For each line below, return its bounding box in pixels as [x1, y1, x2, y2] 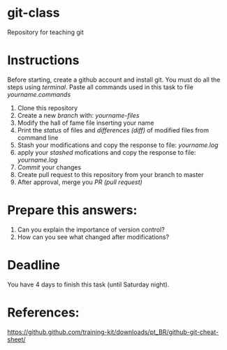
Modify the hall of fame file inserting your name [17, 119, 154, 127]
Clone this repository [17, 103, 78, 112]
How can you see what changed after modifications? [17, 232, 170, 241]
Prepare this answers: [7, 202, 138, 218]
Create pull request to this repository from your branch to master [17, 170, 204, 178]
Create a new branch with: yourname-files [17, 111, 140, 119]
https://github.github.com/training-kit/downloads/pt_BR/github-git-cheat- [7, 328, 219, 336]
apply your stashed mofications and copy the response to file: [17, 148, 196, 156]
